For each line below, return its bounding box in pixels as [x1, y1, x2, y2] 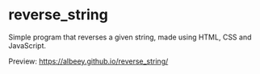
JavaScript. [8, 40, 47, 50]
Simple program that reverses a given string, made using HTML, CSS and [8, 32, 252, 42]
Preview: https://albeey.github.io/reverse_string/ [8, 56, 169, 66]
